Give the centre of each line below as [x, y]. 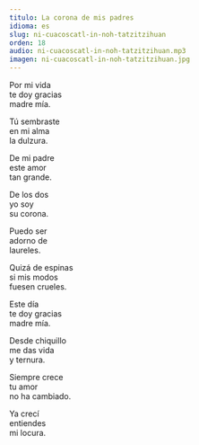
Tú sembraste [35, 121]
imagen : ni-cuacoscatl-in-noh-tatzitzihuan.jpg [100, 59]
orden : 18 [28, 43]
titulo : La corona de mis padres [72, 18]
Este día [24, 304]
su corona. [29, 214]
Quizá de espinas [41, 267]
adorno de [28, 240]
